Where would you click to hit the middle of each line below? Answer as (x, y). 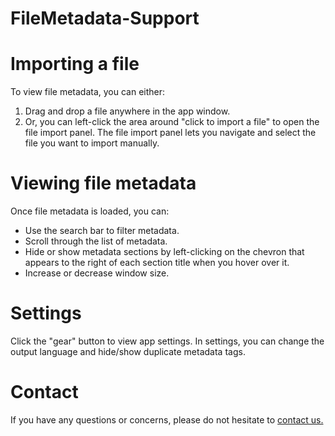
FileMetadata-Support (105, 18)
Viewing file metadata (103, 183)
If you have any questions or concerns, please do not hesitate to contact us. (167, 419)
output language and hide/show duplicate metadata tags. (128, 351)
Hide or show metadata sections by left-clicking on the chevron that (164, 252)
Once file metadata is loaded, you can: (90, 211)
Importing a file (75, 64)
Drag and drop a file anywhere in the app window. (127, 111)
